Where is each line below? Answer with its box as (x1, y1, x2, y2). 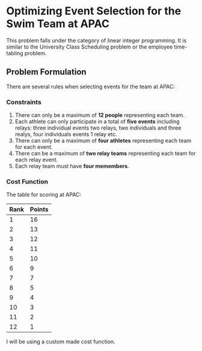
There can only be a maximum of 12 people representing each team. (14, 112, 185, 119)
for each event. (14, 143, 53, 151)
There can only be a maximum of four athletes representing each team (14, 137, 192, 145)
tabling (6, 49, 23, 56)
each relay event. (14, 156, 58, 163)
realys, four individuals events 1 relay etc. (14, 131, 117, 138)
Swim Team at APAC (6, 17, 110, 31)
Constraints (6, 98, 42, 106)
